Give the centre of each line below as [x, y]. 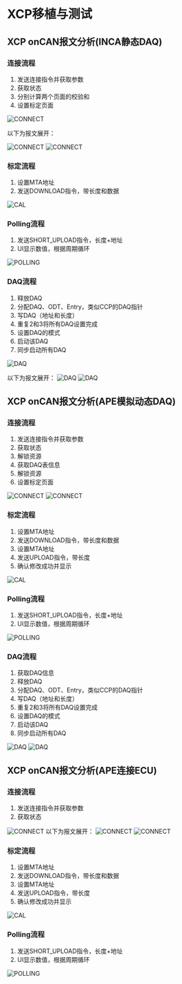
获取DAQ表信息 [38, 465]
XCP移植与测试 [50, 14]
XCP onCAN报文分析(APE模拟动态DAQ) [92, 401]
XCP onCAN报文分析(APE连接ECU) [82, 770]
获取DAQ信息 [36, 673]
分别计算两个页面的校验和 [53, 96]
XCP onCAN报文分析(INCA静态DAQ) [85, 42]
